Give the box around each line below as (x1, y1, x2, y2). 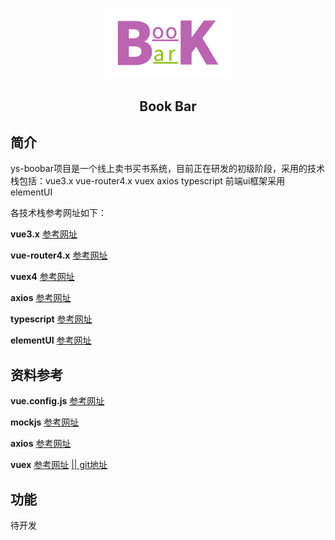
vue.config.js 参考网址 (10, 395, 105, 407)
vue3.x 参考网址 (10, 228, 78, 240)
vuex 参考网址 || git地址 (10, 459, 108, 471)
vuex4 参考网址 (10, 271, 75, 283)
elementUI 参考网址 (10, 334, 92, 347)
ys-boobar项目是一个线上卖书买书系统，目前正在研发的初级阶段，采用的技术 (10, 163, 325, 175)
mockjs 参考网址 (10, 416, 80, 428)
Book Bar (139, 98, 197, 115)
